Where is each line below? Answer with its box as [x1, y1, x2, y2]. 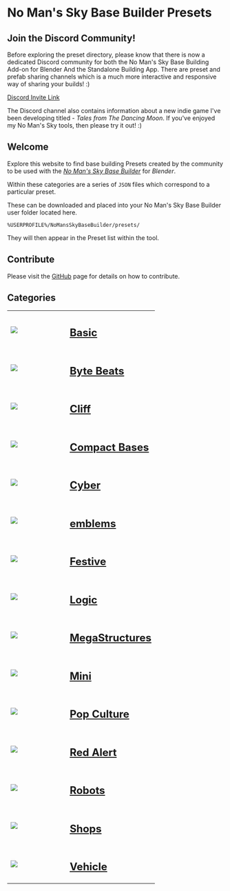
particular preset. [7, 188, 56, 196]
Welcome [7, 141, 49, 153]
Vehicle [70, 860, 108, 874]
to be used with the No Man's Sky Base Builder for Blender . [7, 167, 176, 175]
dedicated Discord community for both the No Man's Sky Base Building [7, 58, 209, 66]
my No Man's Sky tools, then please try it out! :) [7, 121, 143, 129]
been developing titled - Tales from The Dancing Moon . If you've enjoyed [7, 114, 216, 122]
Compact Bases [70, 440, 149, 454]
